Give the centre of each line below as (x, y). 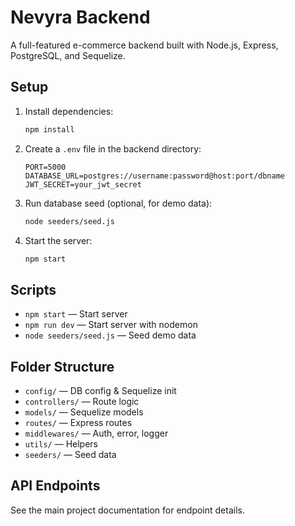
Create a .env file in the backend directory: (113, 148)
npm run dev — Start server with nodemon (111, 325)
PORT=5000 (45, 167)
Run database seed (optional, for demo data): (118, 203)
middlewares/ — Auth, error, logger (96, 433)
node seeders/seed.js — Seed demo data (110, 335)
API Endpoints (55, 486)
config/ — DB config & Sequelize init (100, 390)
